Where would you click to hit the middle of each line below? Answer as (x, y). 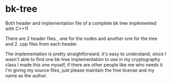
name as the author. (26, 75)
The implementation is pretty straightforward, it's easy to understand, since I (86, 54)
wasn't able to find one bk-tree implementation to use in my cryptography (83, 59)
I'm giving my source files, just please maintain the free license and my (80, 70)
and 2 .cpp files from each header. (42, 44)
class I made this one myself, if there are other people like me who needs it (84, 65)
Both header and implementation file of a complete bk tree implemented (81, 23)
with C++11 (17, 28)
